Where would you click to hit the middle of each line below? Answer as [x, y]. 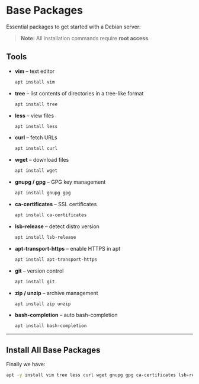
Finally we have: [26, 364]
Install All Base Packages [53, 350]
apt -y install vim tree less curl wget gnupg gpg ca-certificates [91, 375]
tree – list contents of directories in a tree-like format [79, 93]
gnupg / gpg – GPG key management [60, 182]
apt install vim [35, 82]
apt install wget [36, 171]
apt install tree [36, 104]
